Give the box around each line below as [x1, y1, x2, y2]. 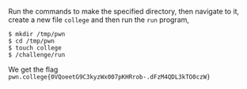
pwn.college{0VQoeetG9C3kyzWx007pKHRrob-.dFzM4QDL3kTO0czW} [8, 73, 211, 81]
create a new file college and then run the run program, [8, 15, 190, 24]
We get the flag [8, 65, 59, 74]
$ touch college [8, 44, 62, 52]
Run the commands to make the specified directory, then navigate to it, [8, 7, 240, 16]
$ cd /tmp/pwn [8, 37, 55, 45]
